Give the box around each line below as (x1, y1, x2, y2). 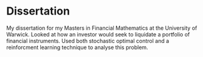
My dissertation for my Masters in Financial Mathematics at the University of (6, 24, 198, 32)
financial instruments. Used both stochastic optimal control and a (6, 37, 170, 44)
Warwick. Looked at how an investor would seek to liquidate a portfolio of (6, 30, 190, 38)
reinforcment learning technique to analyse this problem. (6, 44, 148, 51)
